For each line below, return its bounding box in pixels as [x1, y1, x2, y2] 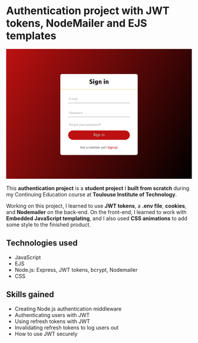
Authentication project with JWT [6, 4, 170, 18]
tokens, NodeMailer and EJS [6, 16, 147, 30]
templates [6, 29, 57, 42]
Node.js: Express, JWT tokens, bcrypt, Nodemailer [14, 266, 138, 273]
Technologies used [6, 238, 78, 248]
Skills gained [6, 289, 54, 299]
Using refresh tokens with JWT [14, 318, 90, 325]
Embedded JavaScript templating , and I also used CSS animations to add [6, 215, 187, 222]
